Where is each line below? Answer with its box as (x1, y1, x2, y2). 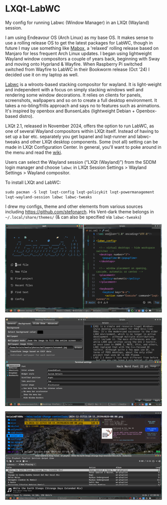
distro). (19, 113, 34, 119)
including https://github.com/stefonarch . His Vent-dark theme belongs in (5, 208, 154, 215)
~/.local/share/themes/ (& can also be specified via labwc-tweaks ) (5, 214, 142, 220)
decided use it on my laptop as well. (5, 71, 79, 77)
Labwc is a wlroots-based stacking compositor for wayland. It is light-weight (5, 81, 162, 87)
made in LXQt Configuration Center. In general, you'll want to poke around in (5, 144, 162, 150)
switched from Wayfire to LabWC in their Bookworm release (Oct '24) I (5, 66, 150, 72)
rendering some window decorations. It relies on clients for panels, (5, 92, 142, 98)
